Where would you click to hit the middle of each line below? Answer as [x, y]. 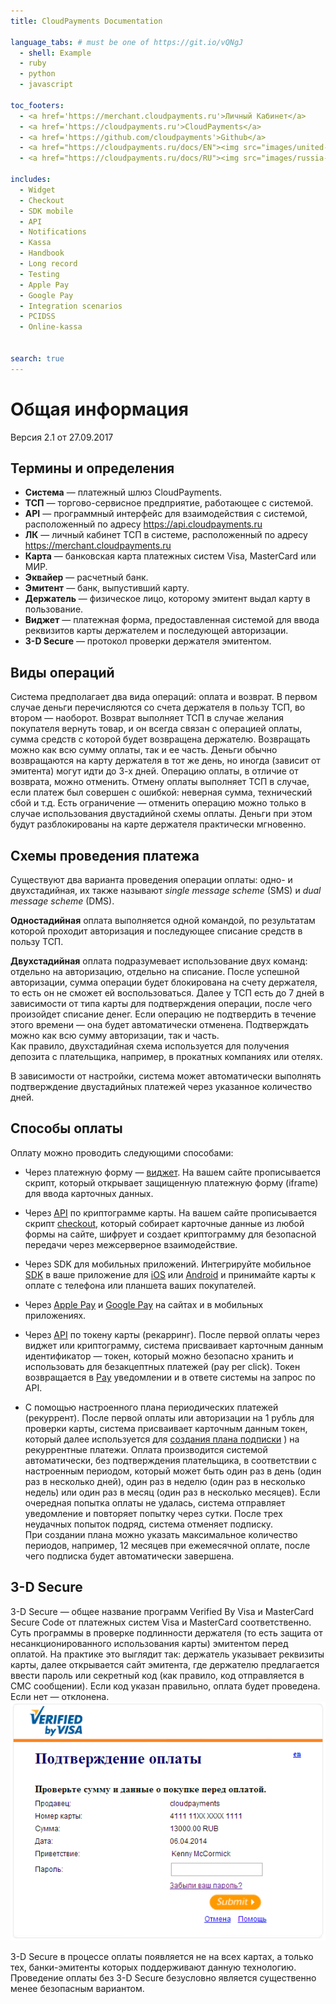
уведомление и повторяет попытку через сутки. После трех [153, 1513]
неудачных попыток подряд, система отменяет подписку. [149, 1524]
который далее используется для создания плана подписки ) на [162, 1439]
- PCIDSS [37, 316]
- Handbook [42, 253]
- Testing [39, 274]
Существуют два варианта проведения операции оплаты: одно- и [151, 879]
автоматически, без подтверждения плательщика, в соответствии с [171, 1460]
